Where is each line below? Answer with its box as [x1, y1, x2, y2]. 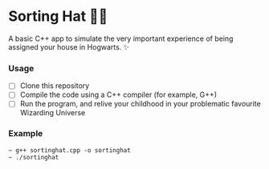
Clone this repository [19, 81, 90, 91]
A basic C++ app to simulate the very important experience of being [8, 34, 234, 43]
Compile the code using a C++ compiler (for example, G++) [19, 90, 218, 99]
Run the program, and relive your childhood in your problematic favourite [19, 99, 261, 109]
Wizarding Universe [19, 108, 86, 118]
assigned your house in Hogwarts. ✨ [8, 42, 130, 51]
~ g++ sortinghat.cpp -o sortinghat [8, 146, 131, 155]
